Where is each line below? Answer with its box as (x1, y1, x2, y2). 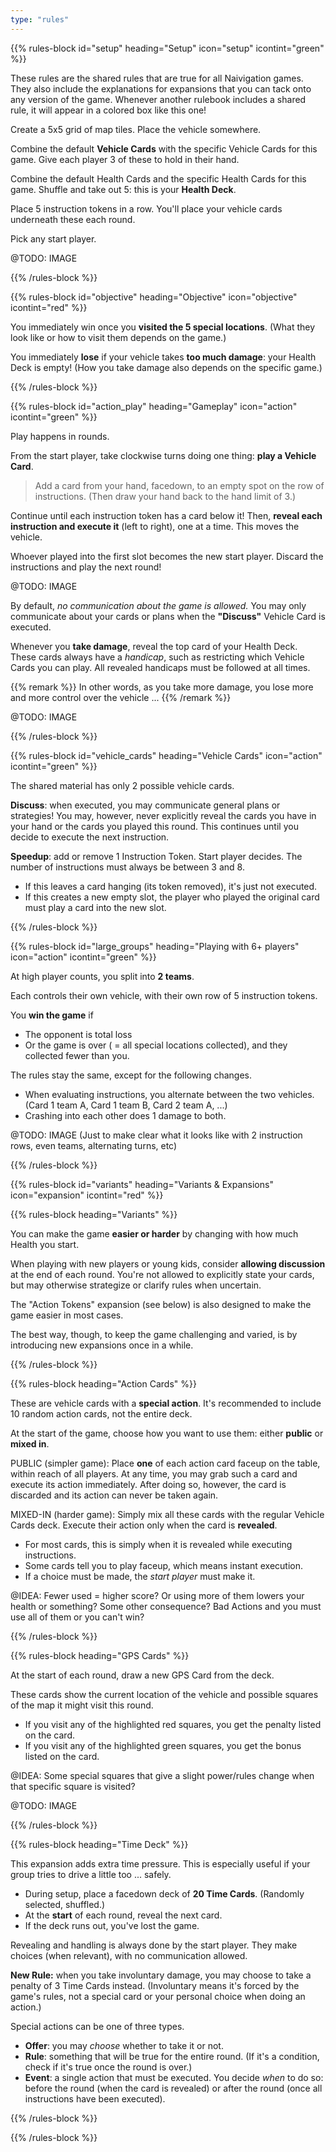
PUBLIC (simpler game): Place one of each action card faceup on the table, (10, 1457, 321, 1469)
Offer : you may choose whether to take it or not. (24, 2039, 224, 2051)
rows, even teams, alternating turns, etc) (10, 1139, 178, 1151)
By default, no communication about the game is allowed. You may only (10, 599, 307, 611)
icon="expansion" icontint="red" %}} (10, 1189, 164, 1201)
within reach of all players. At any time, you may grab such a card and (10, 1467, 298, 1480)
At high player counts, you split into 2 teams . (10, 970, 195, 982)
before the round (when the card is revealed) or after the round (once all (24, 2082, 323, 2094)
